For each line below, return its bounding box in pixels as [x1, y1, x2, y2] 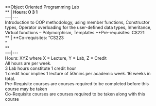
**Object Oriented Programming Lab [5, 4, 79, 10]
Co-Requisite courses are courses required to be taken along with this [5, 91, 145, 97]
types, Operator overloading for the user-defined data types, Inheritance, [5, 25, 152, 30]
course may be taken [5, 86, 48, 92]
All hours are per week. [5, 60, 52, 66]
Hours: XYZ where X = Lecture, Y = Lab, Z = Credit [5, 55, 107, 61]
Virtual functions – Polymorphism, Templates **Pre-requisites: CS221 [5, 30, 145, 35]
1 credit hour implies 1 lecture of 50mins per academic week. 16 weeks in [5, 71, 151, 76]
